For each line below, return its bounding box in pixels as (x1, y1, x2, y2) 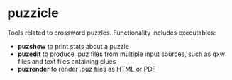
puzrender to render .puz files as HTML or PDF (17, 64, 156, 73)
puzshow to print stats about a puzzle (17, 42, 130, 50)
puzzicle (7, 5, 59, 21)
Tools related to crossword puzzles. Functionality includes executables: (7, 28, 216, 37)
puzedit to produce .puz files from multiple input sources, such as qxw (17, 50, 226, 58)
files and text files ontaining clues (17, 57, 116, 65)
